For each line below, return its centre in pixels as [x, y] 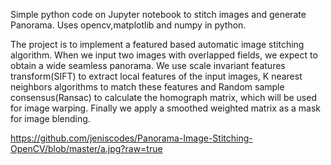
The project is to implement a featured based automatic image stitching [157, 44]
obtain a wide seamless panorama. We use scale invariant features [148, 65]
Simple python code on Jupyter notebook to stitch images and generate [158, 14]
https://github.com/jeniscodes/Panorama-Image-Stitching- [131, 138]
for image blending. [50, 118]
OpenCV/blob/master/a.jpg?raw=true [86, 148]
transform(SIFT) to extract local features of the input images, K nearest [156, 76]
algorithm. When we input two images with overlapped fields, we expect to [164, 55]
